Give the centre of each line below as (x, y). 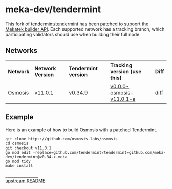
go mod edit (18, 152)
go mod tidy (18, 161)
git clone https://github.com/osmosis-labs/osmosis (61, 139)
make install (19, 166)
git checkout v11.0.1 (28, 148)
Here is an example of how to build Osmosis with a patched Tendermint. (81, 130)
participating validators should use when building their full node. (73, 34)
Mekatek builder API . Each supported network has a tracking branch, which (85, 29)
